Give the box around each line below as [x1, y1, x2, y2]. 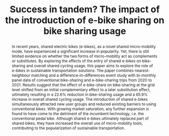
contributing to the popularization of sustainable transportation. [11, 125, 126, 131]
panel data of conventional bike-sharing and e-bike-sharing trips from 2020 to [11, 77, 152, 83]
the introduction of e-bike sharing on [5, 14, 165, 26]
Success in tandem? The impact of [10, 4, 160, 15]
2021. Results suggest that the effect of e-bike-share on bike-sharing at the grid [11, 82, 155, 87]
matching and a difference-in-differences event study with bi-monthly [31, 73, 156, 78]
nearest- [134, 67, 150, 73]
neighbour [11, 73, 31, 78]
